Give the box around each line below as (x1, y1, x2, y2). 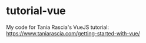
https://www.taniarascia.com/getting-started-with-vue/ (6, 29, 140, 37)
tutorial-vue (6, 4, 66, 18)
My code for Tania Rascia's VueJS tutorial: (6, 24, 109, 31)
